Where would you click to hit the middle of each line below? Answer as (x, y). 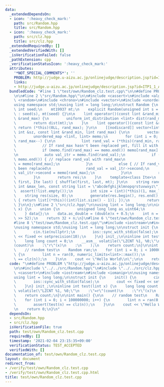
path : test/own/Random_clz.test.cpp (47, 332)
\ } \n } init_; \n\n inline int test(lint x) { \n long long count (86, 286)
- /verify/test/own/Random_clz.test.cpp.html (52, 372)
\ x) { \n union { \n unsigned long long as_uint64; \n (80, 209)
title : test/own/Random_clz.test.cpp (43, 377)
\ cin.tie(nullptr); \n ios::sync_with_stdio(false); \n (86, 232)
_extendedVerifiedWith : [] (37, 50)
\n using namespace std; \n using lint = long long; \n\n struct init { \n (86, 227)
